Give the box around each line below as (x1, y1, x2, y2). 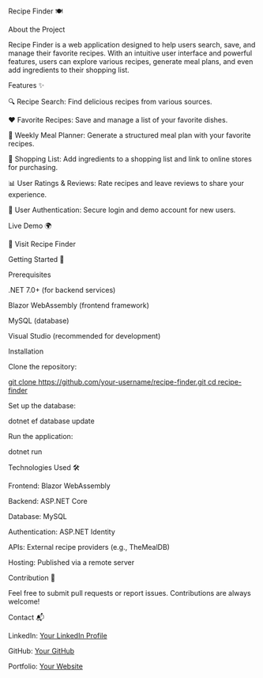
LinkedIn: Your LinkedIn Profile (8, 631, 108, 640)
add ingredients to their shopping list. (8, 66, 130, 74)
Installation (8, 347, 44, 356)
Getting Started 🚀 (8, 255, 65, 263)
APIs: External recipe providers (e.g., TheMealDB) (8, 543, 170, 551)
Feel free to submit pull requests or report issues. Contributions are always (8, 589, 251, 597)
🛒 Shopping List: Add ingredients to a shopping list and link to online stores (8, 154, 253, 164)
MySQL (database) (8, 316, 70, 325)
